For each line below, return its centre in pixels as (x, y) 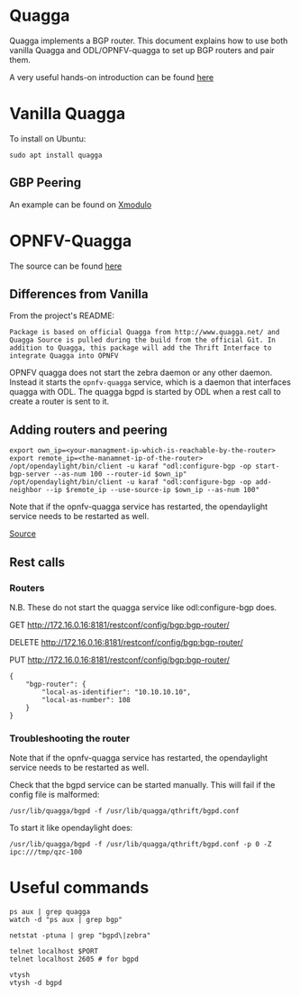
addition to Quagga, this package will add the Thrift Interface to (141, 348)
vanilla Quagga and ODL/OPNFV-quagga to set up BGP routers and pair (142, 50)
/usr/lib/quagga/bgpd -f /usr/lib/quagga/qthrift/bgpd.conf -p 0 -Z (141, 845)
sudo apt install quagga (56, 155)
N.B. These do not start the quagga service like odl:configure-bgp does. (143, 607)
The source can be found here (66, 266)
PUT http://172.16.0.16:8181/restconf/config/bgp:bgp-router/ (119, 660)
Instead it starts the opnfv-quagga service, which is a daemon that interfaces (150, 382)
